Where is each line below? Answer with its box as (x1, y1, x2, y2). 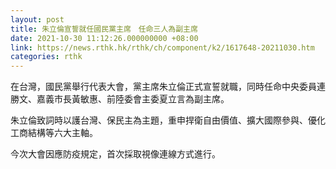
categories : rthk (10, 52, 83, 62)
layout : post (10, 14, 65, 25)
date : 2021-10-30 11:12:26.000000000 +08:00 (10, 33, 199, 43)
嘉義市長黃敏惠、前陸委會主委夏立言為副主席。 (36, 93, 230, 105)
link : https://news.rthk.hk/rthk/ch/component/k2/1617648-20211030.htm (10, 42, 315, 53)
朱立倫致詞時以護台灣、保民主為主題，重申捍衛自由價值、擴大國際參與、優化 (10, 114, 326, 126)
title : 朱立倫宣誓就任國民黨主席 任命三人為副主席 (10, 24, 198, 34)
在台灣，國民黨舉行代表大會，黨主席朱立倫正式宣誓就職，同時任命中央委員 (10, 81, 317, 93)
